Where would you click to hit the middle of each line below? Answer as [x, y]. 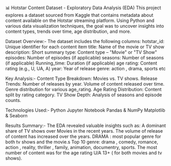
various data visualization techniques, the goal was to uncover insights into [85, 26]
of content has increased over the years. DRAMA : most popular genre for [83, 136]
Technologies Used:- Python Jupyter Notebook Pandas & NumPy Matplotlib [85, 110]
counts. [13, 100]
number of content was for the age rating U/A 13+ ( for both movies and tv [84, 153]
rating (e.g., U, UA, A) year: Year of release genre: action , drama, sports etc [85, 68]
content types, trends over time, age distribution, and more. [68, 31]
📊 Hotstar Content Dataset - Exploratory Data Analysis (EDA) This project [83, 8]
